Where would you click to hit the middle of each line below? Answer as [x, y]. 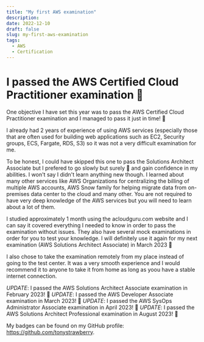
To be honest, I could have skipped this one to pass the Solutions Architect [100, 161]
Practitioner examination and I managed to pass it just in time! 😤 [86, 118]
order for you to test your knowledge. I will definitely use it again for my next [102, 238]
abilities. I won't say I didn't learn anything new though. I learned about [95, 174]
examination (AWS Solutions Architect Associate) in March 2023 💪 [89, 244]
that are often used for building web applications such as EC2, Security [96, 136]
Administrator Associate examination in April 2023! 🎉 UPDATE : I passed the [100, 307]
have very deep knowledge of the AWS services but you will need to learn [99, 200]
